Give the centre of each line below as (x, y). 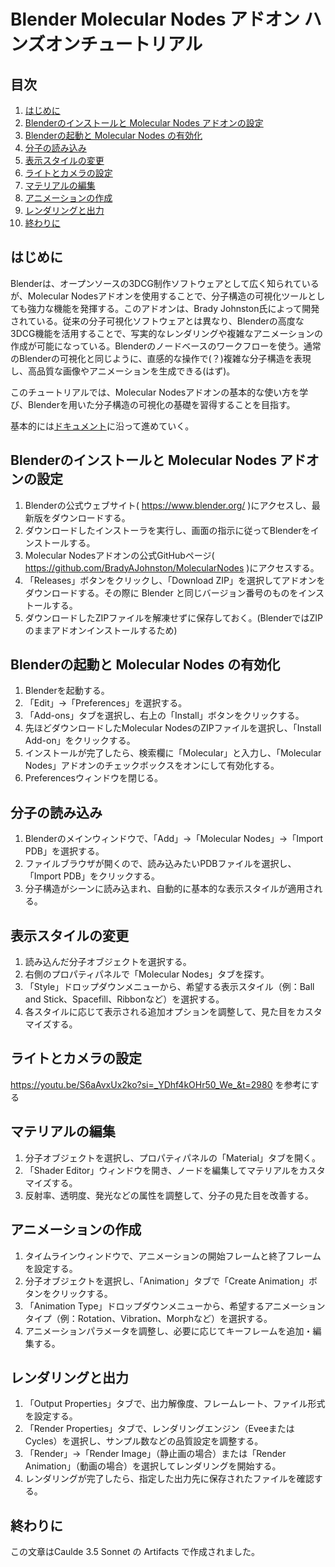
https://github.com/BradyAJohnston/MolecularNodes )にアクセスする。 (172, 567)
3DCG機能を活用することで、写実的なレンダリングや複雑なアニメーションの (166, 333)
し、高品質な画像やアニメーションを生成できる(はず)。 (123, 371)
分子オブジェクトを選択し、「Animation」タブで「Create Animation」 (166, 1281)
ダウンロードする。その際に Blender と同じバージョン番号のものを (161, 592)
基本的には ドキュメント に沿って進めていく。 (102, 426)
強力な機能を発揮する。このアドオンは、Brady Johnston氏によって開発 (173, 308)
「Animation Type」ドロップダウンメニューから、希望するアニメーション (175, 1306)
